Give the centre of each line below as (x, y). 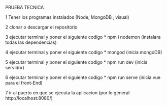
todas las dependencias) (31, 42)
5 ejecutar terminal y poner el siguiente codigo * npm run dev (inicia (76, 62)
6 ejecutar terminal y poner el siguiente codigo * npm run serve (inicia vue (83, 77)
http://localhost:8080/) (29, 98)
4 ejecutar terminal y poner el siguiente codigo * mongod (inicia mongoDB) (84, 52)
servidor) (15, 68)
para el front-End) (24, 83)
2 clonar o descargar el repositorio (41, 27)
